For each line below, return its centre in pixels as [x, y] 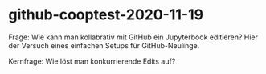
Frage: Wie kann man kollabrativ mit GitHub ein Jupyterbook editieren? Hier [133, 37]
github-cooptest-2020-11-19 [106, 15]
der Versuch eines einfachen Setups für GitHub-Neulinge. [104, 45]
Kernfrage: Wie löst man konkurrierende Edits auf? [92, 61]
